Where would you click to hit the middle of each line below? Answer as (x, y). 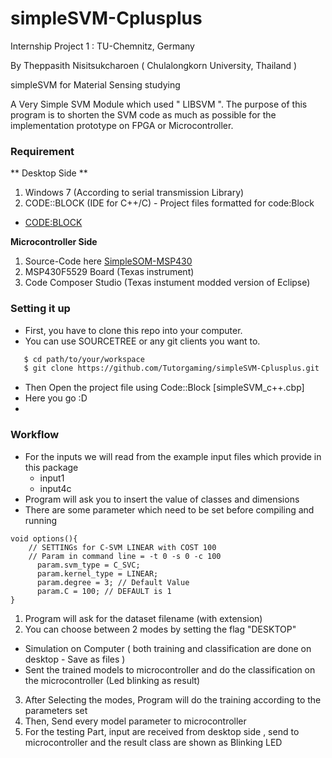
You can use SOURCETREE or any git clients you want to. (142, 341)
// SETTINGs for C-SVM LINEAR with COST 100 (122, 547)
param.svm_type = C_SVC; (88, 565)
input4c (55, 488)
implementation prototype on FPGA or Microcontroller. (122, 125)
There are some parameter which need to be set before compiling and (169, 509)
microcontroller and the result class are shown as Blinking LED (153, 742)
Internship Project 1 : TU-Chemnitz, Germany (102, 46)
